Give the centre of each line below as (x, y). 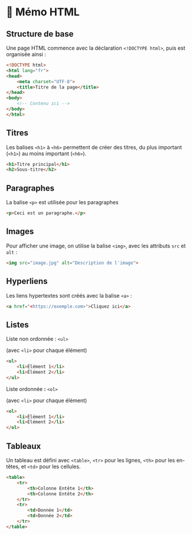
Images (20, 232)
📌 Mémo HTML (43, 12)
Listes (18, 324)
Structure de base (40, 34)
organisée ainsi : (26, 54)
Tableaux (24, 446)
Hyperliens (27, 281)
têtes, (13, 467)
